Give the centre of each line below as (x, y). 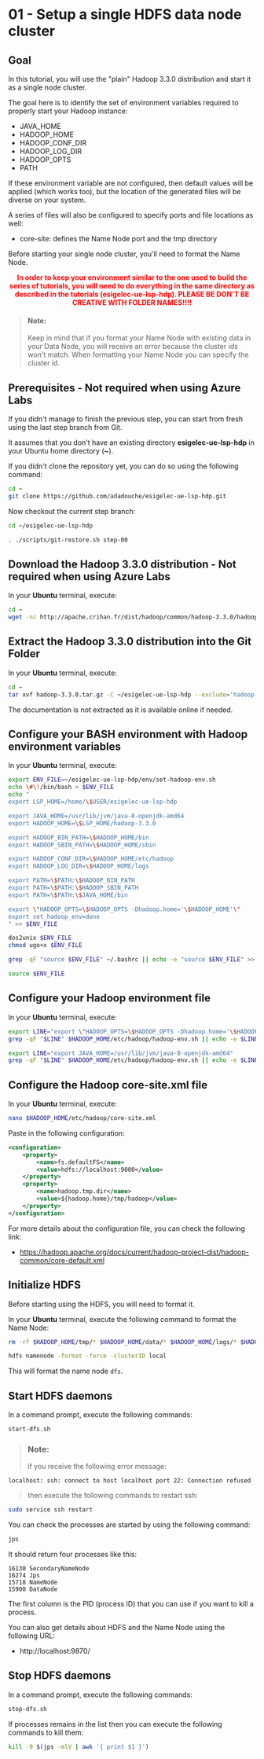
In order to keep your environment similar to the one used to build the (132, 277)
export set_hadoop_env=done (54, 916)
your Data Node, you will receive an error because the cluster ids (132, 347)
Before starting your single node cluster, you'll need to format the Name (124, 254)
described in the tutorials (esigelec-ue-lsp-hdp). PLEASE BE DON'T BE (132, 294)
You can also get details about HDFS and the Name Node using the (117, 1627)
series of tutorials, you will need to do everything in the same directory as (132, 286)
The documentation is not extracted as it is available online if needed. (121, 710)
